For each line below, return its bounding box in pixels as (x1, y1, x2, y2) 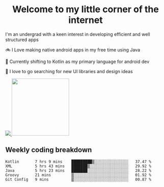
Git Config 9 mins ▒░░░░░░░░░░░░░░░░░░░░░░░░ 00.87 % (5, 177, 152, 182)
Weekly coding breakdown (5, 146, 92, 154)
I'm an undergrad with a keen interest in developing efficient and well (5, 31, 150, 37)
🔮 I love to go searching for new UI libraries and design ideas (5, 68, 133, 74)
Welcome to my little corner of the (12, 4, 159, 15)
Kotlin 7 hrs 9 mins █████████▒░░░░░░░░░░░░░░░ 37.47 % (5, 159, 152, 164)
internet (68, 14, 103, 26)
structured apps (5, 37, 39, 43)
